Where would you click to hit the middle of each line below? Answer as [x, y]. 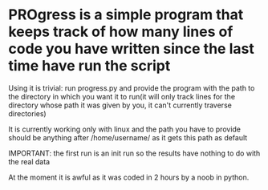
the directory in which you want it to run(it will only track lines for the [122, 96]
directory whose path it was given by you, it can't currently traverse [120, 105]
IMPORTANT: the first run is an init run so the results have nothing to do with [134, 153]
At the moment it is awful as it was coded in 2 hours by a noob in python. [129, 177]
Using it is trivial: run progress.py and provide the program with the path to [132, 88]
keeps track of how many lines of [121, 32]
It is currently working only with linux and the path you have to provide [125, 129]
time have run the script [89, 66]
